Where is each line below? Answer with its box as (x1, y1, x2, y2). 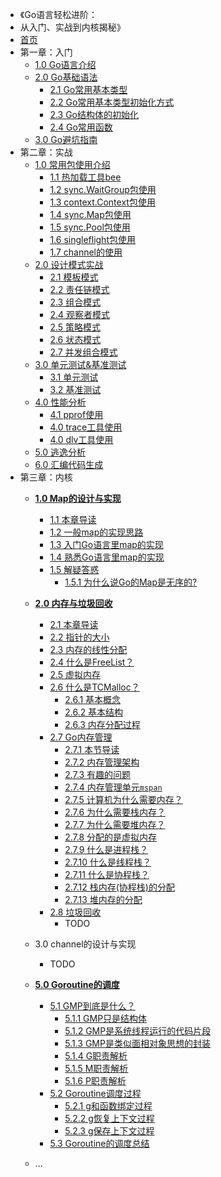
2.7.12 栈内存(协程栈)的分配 (64, 881, 175, 893)
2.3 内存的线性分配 (49, 644, 128, 655)
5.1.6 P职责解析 (64, 1075, 127, 1087)
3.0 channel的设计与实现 (34, 938, 137, 950)
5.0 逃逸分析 (34, 446, 86, 458)
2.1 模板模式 (49, 271, 99, 283)
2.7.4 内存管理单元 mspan (64, 781, 163, 793)
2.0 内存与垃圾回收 (34, 598, 113, 609)
